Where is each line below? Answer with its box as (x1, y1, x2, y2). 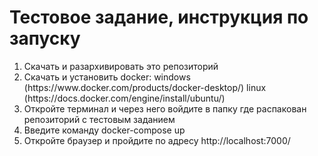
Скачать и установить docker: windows (23, 71, 191, 83)
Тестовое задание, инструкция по (9, 6, 309, 29)
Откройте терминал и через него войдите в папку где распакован (23, 102, 307, 115)
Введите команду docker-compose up (23, 124, 186, 136)
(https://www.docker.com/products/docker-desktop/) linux (23, 81, 267, 93)
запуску (9, 27, 81, 50)
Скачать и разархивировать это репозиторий (23, 60, 219, 72)
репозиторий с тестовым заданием (23, 113, 176, 125)
